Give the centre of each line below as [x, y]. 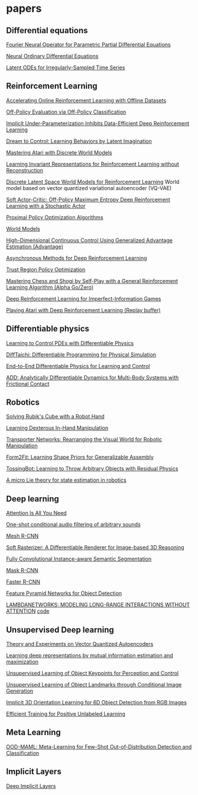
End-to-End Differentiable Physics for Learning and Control [78, 366]
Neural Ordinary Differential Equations [52, 56]
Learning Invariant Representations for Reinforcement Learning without [92, 164]
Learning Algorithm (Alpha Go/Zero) [50, 287]
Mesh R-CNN [22, 536]
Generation [20, 691]
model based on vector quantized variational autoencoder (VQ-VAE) [89, 188]
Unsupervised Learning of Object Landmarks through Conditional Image [94, 685]
